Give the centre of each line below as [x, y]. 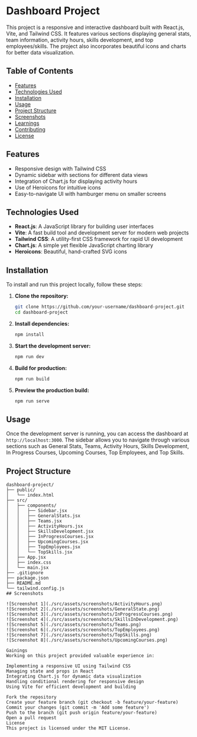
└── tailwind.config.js [35, 588]
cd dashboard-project [41, 313]
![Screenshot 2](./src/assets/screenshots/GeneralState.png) [83, 609]
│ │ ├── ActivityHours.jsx [45, 526]
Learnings [27, 123]
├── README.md [24, 583]
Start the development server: [53, 346]
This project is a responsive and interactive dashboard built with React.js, [95, 27]
